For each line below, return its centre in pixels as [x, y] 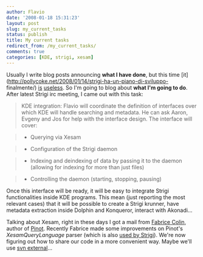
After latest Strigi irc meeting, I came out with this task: [75, 94]
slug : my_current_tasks [36, 29]
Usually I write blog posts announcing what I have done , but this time [93, 74]
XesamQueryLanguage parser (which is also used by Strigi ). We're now [96, 234]
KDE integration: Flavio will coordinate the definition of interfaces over [109, 106]
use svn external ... [29, 248]
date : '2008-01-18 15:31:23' [43, 18]
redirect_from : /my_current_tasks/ [51, 46]
